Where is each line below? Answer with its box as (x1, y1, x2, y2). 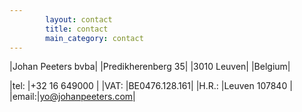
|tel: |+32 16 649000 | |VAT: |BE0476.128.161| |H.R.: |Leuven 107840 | (9, 80, 293, 92)
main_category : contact (45, 33, 144, 43)
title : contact (45, 24, 109, 34)
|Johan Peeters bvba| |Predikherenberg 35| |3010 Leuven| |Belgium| (9, 61, 291, 73)
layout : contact (45, 14, 113, 25)
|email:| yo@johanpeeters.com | (9, 91, 136, 103)
